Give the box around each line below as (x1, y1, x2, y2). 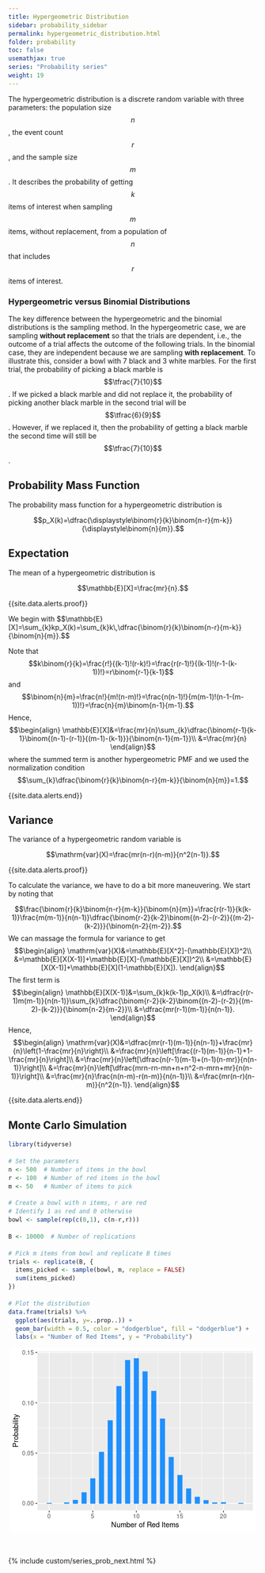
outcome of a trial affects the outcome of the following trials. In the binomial (8, 340, 256, 349)
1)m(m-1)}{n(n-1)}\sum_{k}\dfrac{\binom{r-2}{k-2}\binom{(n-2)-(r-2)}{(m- (12, 996, 254, 1006)
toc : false (8, 46, 44, 55)
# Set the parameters (8, 1157, 80, 1166)
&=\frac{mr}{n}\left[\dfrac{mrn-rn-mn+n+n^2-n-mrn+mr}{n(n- (47, 1063, 253, 1073)
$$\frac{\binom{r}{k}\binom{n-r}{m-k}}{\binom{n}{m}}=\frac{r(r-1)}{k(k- (14, 905, 252, 914)
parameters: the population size (8, 102, 112, 112)
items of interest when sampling (8, 202, 113, 211)
